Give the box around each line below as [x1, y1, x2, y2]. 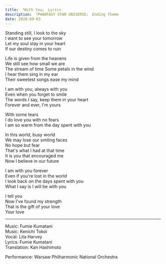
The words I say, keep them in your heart [5, 97, 88, 103]
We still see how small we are [5, 61, 65, 67]
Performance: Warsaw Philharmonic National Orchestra [5, 254, 118, 260]
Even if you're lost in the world [5, 173, 67, 179]
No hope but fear [5, 142, 40, 148]
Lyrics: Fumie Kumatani [5, 239, 53, 245]
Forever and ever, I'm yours [5, 102, 61, 108]
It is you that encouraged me [5, 153, 64, 159]
